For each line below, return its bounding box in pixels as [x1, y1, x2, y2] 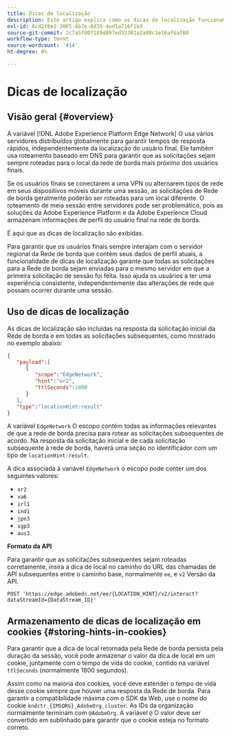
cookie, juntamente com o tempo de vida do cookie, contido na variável [7, 659, 210, 667]
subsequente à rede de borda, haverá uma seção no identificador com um [7, 444, 218, 452]
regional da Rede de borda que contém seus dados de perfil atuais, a [7, 249, 203, 258]
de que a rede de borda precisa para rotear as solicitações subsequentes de [7, 429, 223, 438]
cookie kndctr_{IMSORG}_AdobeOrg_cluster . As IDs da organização [7, 701, 194, 710]
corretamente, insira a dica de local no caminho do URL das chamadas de [7, 563, 217, 571]
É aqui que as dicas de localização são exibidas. [7, 229, 144, 237]
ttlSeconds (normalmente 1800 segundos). [7, 666, 129, 674]
